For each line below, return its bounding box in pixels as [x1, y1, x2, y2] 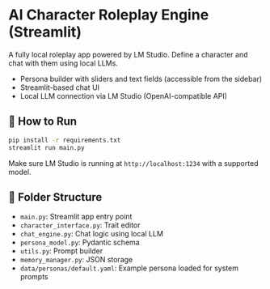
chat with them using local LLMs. [8, 58, 119, 68]
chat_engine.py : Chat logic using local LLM [19, 229, 164, 239]
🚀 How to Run [8, 115, 78, 129]
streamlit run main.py [8, 143, 85, 151]
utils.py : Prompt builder [19, 246, 103, 256]
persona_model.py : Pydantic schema [19, 237, 140, 248]
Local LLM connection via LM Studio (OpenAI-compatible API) [19, 91, 228, 100]
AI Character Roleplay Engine [8, 6, 209, 24]
